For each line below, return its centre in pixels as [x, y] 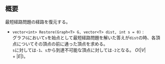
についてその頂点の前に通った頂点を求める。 [62, 44]
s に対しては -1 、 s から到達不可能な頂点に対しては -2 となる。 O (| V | [79, 50]
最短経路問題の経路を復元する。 [38, 22]
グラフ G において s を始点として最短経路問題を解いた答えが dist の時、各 [84, 37]
